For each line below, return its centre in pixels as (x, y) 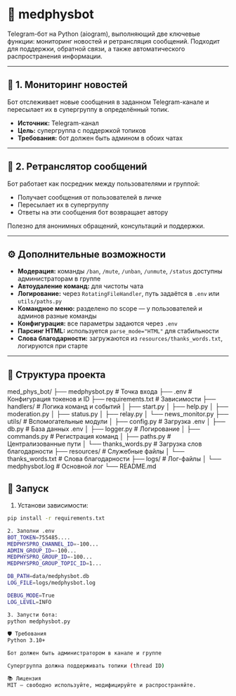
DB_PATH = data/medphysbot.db (48, 576)
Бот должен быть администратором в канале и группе (84, 653)
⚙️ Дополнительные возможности (87, 254)
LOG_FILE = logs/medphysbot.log (52, 583)
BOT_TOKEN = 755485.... (39, 537)
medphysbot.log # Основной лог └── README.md (82, 466)
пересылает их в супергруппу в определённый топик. (88, 109)
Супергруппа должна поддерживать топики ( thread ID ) (86, 666)
